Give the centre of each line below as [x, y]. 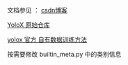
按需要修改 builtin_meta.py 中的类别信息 [64, 54]
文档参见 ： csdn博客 [38, 10]
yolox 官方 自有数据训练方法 [47, 39]
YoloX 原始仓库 [29, 25]
